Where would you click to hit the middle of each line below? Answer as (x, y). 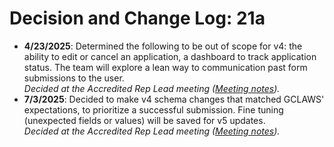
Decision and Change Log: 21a (137, 18)
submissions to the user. (74, 78)
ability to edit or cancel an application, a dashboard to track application (170, 56)
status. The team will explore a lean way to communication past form (165, 67)
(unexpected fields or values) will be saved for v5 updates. (144, 120)
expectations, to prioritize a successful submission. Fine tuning (153, 109)
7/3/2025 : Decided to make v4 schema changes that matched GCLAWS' (174, 99)
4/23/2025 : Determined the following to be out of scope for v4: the (163, 46)
